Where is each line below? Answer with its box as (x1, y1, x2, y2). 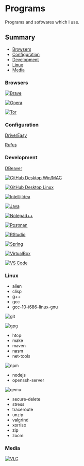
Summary (5, 33, 35, 42)
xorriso (12, 422, 27, 428)
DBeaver (5, 165, 23, 171)
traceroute (12, 406, 33, 412)
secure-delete (12, 396, 41, 402)
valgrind (12, 417, 29, 423)
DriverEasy (5, 132, 27, 138)
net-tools (12, 353, 31, 359)
